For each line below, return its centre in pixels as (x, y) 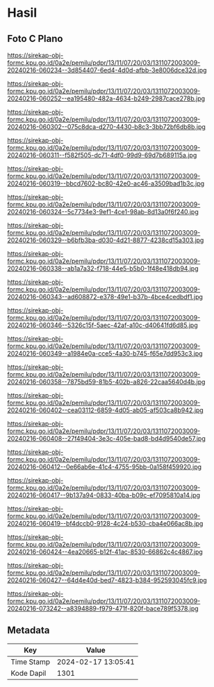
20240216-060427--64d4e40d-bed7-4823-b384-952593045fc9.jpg (107, 580)
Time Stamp (31, 662)
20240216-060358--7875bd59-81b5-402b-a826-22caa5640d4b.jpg (106, 382)
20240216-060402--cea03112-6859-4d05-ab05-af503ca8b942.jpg (105, 410)
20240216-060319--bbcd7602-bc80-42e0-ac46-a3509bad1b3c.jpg (106, 183)
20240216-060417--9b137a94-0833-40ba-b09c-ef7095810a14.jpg (104, 495)
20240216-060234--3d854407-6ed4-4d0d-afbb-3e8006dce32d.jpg (107, 70)
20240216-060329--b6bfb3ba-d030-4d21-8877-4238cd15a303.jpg (106, 240)
